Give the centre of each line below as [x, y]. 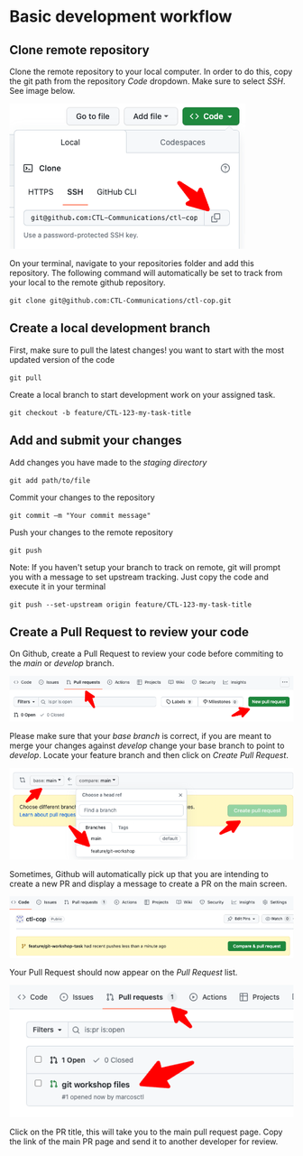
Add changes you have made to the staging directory [108, 462]
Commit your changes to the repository [82, 497]
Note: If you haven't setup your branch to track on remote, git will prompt [145, 567]
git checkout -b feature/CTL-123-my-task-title [101, 412]
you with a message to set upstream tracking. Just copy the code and [139, 577]
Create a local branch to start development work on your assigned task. [142, 394]
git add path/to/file [50, 480]
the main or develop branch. [62, 663]
